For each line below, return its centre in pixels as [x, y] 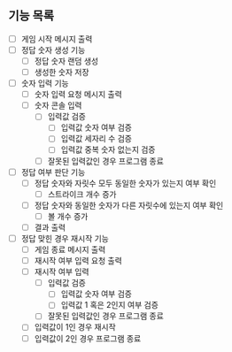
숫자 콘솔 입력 [58, 105]
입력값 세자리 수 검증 [96, 139]
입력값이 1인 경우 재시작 [75, 327]
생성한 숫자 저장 [62, 72]
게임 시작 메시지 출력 [57, 39]
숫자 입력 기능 [45, 83]
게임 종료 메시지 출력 [70, 249]
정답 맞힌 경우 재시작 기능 [65, 238]
